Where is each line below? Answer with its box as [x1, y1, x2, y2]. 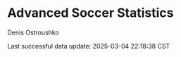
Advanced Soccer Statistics [7, 5, 174, 21]
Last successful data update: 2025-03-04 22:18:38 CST [7, 42, 170, 50]
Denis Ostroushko [7, 28, 60, 37]
